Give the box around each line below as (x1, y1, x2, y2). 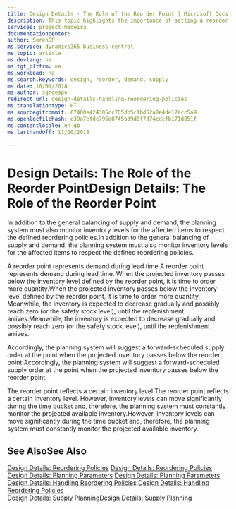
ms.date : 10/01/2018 (7, 83, 68, 90)
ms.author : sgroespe (7, 89, 68, 96)
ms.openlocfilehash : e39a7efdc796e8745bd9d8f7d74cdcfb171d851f (7, 115, 197, 122)
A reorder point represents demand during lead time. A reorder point (7, 262, 204, 270)
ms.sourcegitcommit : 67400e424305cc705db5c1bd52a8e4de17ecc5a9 (7, 109, 197, 116)
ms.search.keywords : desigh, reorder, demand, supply (7, 76, 169, 83)
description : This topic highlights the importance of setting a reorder (7, 17, 229, 24)
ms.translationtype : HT (7, 102, 77, 109)
